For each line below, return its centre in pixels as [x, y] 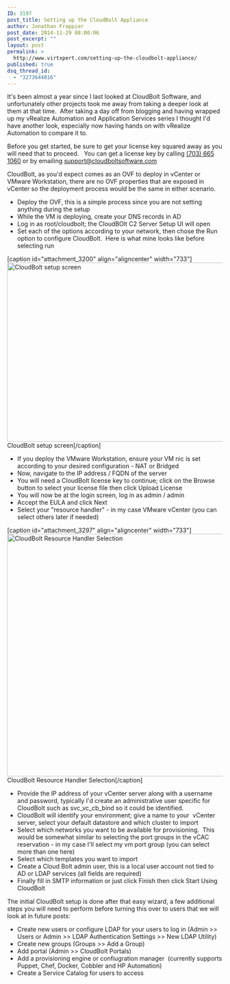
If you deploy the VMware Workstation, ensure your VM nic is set [108, 459]
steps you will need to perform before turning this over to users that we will [113, 909]
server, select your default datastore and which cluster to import [107, 823]
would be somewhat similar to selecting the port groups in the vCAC [113, 837]
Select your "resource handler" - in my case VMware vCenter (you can [117, 510]
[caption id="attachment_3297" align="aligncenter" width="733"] [99, 530]
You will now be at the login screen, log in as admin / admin [101, 495]
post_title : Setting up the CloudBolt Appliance [78, 20]
